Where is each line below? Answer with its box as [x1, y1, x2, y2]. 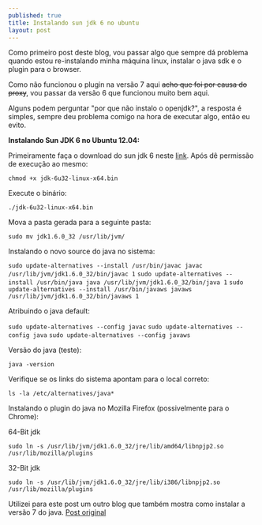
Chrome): [8, 412, 39, 422]
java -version [8, 361, 55, 369]
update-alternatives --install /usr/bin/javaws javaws [8, 286, 193, 294]
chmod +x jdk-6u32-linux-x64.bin [8, 174, 118, 182]
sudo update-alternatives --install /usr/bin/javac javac [8, 262, 203, 270]
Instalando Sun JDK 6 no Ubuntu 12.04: [8, 136, 140, 145]
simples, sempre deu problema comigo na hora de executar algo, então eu [8, 112, 250, 122]
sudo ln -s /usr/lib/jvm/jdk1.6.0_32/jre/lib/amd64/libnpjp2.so [8, 443, 224, 451]
